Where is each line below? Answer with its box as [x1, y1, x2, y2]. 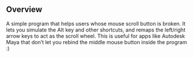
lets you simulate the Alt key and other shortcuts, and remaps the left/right [6, 26, 186, 33]
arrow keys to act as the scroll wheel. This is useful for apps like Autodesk [6, 32, 185, 40]
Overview [6, 5, 43, 15]
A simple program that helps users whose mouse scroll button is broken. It [6, 20, 186, 27]
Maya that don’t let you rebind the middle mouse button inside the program [6, 38, 187, 45]
